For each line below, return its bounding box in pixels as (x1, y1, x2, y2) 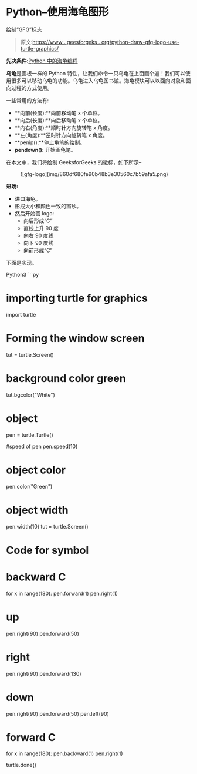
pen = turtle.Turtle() (6, 431, 54, 439)
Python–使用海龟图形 (6, 5, 109, 19)
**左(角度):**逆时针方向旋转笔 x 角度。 (14, 131, 108, 138)
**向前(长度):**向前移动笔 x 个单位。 (14, 109, 103, 117)
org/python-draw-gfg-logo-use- (101, 38, 180, 45)
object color (6, 463, 66, 477)
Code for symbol (6, 543, 89, 557)
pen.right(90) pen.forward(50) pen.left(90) (6, 710, 110, 717)
